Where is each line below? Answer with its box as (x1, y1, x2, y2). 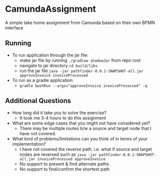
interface (5, 25, 24, 30)
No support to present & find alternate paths (19, 161, 109, 167)
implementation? (12, 141, 46, 147)
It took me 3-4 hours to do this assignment (19, 115, 107, 121)
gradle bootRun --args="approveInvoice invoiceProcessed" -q (19, 83, 147, 88)
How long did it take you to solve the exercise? (12, 109, 107, 116)
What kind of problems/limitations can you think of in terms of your (12, 136, 148, 142)
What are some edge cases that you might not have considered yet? (12, 120, 151, 126)
